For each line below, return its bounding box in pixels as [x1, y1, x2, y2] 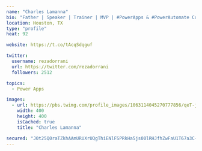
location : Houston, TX [6, 20, 63, 26]
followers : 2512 [11, 70, 52, 75]
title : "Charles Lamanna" [17, 124, 82, 131]
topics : [6, 80, 26, 86]
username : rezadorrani [11, 58, 69, 64]
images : [6, 96, 26, 102]
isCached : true [17, 119, 55, 125]
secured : [6, 135, 28, 141]
